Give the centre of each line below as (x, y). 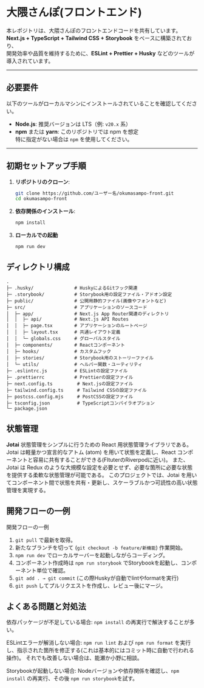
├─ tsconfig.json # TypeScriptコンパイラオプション (80, 403)
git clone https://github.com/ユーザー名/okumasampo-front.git (94, 193)
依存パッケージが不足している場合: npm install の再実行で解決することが (98, 622)
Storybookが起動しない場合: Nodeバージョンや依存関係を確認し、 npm (93, 671)
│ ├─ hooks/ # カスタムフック (59, 351)
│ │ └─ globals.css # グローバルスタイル (63, 338)
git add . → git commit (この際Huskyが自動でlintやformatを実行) (97, 578)
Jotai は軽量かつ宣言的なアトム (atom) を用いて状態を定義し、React (91, 452)
